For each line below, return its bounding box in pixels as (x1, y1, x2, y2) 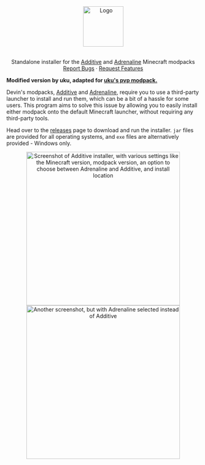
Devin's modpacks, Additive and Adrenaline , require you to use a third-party (6, 88, 199, 96)
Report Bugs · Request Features (63, 64, 144, 72)
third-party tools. (6, 115, 50, 122)
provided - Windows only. (6, 139, 72, 147)
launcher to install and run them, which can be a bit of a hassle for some (6, 95, 189, 102)
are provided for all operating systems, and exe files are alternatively (6, 133, 179, 140)
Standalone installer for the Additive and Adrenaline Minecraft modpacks (11, 58, 195, 65)
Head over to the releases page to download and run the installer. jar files (6, 127, 194, 134)
